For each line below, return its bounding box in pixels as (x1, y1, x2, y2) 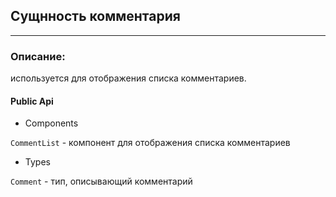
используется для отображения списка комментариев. (10, 72, 247, 84)
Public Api (10, 95, 54, 107)
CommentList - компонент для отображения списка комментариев (10, 137, 291, 149)
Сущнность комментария (10, 8, 181, 25)
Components (24, 117, 79, 129)
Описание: (10, 49, 66, 63)
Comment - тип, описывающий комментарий (10, 175, 193, 188)
